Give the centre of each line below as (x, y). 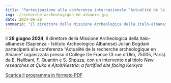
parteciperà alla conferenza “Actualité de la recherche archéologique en (81, 49)
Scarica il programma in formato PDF (44, 75)
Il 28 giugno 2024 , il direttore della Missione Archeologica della (72, 38)
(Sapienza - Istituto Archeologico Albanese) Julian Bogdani (87, 44)
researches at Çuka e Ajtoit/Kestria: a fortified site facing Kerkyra (74, 65)
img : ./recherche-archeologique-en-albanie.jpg (57, 15)
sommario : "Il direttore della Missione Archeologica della (70, 24)
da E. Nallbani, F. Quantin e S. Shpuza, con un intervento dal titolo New (79, 60)
